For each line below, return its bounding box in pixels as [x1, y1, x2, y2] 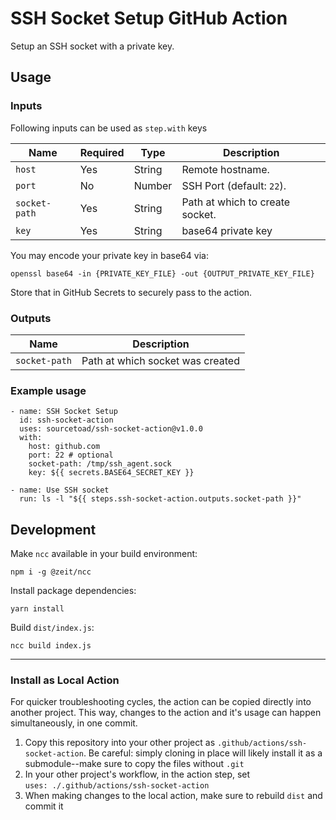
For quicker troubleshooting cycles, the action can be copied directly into [10, 696, 312, 708]
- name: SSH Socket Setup [10, 407, 118, 417]
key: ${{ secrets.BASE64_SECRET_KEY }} [28, 468, 195, 478]
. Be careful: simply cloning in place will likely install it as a [83, 747, 323, 759]
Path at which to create [181, 195, 291, 209]
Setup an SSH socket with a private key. [10, 40, 175, 52]
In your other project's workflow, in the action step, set [24, 768, 251, 781]
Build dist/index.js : [10, 622, 95, 634]
